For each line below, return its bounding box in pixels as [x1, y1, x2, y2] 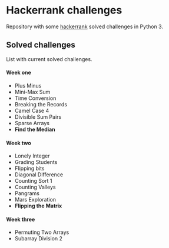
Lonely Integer [14, 152, 50, 159]
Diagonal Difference [14, 171, 64, 178]
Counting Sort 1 [14, 177, 52, 185]
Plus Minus [14, 82, 42, 89]
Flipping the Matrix [14, 202, 62, 209]
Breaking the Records [14, 100, 68, 108]
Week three [6, 216, 35, 223]
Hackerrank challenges [6, 4, 122, 17]
